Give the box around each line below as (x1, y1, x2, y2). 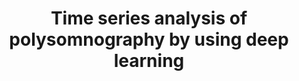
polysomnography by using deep (9, 28, 289, 51)
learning (113, 50, 185, 72)
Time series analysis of (50, 7, 248, 30)
